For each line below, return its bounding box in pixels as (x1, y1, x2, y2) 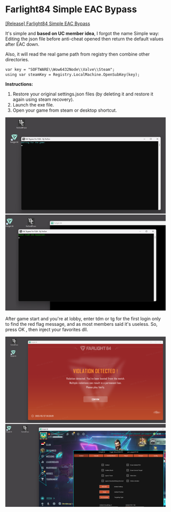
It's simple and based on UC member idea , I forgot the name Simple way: (5, 30, 159, 36)
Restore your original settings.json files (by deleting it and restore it (12, 91, 154, 97)
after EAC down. (5, 41, 40, 47)
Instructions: (5, 81, 34, 87)
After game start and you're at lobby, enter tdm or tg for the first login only (5, 316, 161, 322)
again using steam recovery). (12, 96, 74, 103)
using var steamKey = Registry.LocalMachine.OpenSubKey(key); (5, 72, 140, 77)
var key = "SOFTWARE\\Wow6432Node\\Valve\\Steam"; (5, 67, 115, 72)
